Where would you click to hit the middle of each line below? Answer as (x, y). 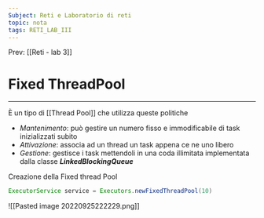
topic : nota (27, 23)
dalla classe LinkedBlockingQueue (76, 162)
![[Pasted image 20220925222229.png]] (74, 206)
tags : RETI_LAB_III (40, 30)
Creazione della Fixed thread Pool (63, 176)
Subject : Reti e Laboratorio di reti (70, 15)
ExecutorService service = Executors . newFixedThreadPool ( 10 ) (110, 191)
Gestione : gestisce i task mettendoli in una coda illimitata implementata (134, 153)
